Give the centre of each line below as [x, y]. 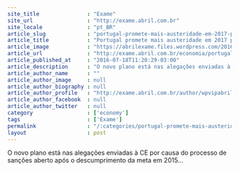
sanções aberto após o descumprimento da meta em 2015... [95, 160]
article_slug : [49, 34]
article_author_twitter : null [57, 106]
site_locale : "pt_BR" [62, 27]
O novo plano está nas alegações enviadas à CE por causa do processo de [117, 153]
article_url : [49, 54]
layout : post [57, 133]
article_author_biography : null [57, 87]
